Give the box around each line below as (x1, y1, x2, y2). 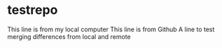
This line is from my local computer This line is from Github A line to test (7, 25, 215, 33)
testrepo (7, 2, 58, 18)
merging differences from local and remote (7, 32, 131, 40)
